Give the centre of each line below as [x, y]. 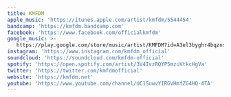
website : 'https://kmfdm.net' [51, 77]
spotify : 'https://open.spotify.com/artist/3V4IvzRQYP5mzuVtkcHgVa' [107, 64]
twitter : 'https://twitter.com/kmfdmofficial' [75, 70]
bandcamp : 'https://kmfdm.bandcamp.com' [66, 26]
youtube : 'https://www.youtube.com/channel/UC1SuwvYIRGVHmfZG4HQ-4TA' [110, 83]
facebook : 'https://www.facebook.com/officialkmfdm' [84, 32]
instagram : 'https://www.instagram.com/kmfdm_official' [89, 52]
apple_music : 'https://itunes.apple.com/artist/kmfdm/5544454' [100, 20]
